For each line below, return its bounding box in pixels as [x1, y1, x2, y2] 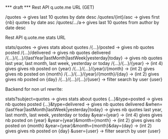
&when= [145, 101, 163, 107]
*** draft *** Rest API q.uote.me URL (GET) [5, 5, 94, 10]
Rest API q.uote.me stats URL [5, 35, 66, 40]
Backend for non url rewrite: [5, 86, 63, 92]
